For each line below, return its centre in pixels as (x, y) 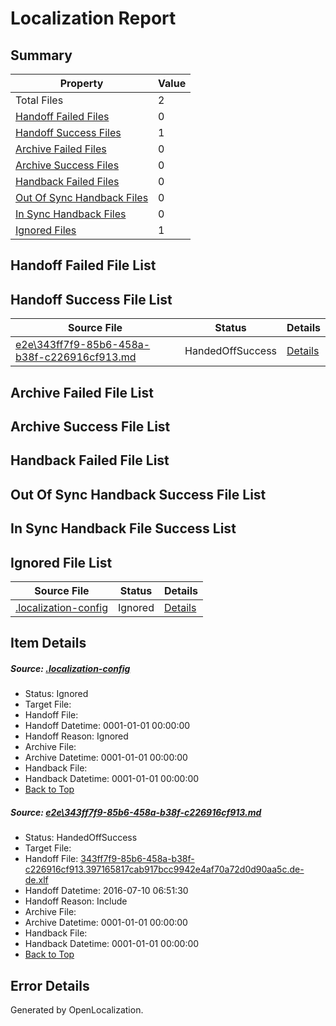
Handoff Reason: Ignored (76, 736)
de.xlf (36, 880)
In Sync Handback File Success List (123, 528)
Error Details (50, 985)
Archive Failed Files (61, 149)
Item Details (48, 643)
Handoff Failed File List (83, 265)
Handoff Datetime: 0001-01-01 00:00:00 (107, 726)
